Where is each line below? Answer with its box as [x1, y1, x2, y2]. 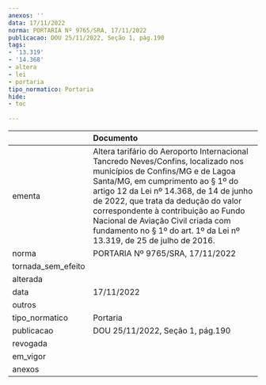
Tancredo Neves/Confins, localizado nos [93, 156, 244, 166]
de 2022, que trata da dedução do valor [93, 196, 242, 206]
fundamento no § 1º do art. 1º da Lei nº [93, 225, 240, 236]
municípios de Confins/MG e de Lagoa [93, 166, 236, 177]
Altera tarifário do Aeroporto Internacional [93, 146, 249, 157]
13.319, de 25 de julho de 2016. [93, 235, 215, 246]
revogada [12, 338, 47, 349]
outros [12, 299, 37, 310]
